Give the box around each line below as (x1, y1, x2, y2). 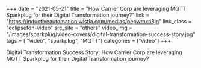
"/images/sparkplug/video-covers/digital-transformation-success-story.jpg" (6, 31, 196, 38)
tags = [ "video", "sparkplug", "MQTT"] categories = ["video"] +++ (6, 37, 172, 44)
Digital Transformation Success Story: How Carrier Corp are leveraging (6, 49, 182, 56)
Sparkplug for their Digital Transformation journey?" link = (6, 11, 150, 19)
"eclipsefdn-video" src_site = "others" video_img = (6, 24, 132, 31)
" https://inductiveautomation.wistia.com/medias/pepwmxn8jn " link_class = (6, 18, 192, 25)
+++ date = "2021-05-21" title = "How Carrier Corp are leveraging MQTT (6, 5, 187, 12)
